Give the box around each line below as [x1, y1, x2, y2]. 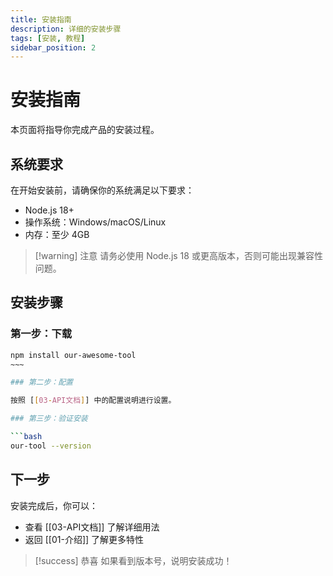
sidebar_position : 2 [10, 42, 97, 53]
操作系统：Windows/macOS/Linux [24, 216, 167, 228]
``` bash [10, 432, 43, 442]
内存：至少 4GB [24, 229, 90, 240]
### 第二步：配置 [10, 377, 73, 388]
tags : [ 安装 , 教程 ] [10, 33, 86, 43]
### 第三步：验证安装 [10, 414, 88, 424]
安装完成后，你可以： [10, 499, 98, 511]
